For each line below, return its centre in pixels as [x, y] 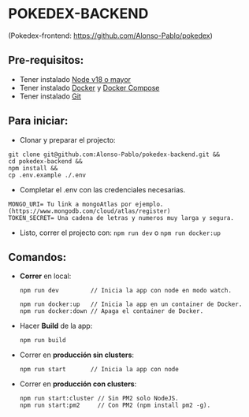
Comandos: [37, 257]
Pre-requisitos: [46, 60]
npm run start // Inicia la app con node [99, 370]
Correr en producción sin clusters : [77, 355]
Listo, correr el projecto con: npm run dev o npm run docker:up [120, 233]
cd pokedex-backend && [45, 161]
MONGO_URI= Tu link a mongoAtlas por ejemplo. [86, 204]
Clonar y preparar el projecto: [67, 140]
